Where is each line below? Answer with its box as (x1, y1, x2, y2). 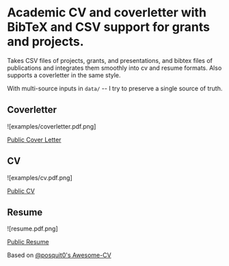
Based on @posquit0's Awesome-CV (7, 251, 111, 259)
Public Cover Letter (7, 135, 62, 144)
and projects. (7, 34, 84, 49)
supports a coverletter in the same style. (7, 70, 121, 79)
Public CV (7, 187, 36, 195)
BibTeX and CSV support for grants (7, 19, 211, 35)
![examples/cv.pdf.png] (7, 173, 73, 182)
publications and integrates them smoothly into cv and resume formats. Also (7, 64, 222, 72)
